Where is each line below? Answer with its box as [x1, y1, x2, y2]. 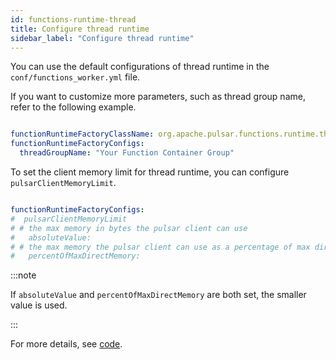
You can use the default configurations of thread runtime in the [10, 61, 270, 73]
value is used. [10, 299, 68, 311]
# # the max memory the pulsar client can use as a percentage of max [10, 242, 311, 252]
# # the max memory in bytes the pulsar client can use [10, 223, 248, 233]
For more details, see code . [10, 338, 123, 350]
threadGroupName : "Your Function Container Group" [19, 148, 235, 158]
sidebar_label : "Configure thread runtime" [10, 33, 195, 43]
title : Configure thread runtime [10, 24, 150, 34]
